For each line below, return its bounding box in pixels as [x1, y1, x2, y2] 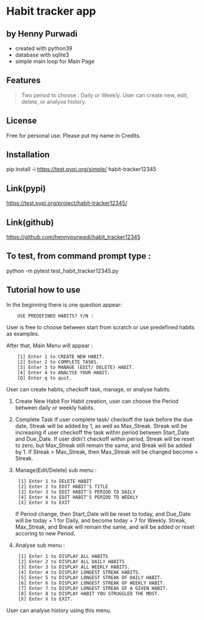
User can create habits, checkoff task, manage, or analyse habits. [6, 385, 171, 393]
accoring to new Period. [15, 529, 76, 537]
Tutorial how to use [6, 285, 81, 295]
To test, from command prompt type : [6, 251, 151, 262]
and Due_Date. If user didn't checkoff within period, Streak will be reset [15, 435, 195, 443]
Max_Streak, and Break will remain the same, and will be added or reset [15, 523, 195, 530]
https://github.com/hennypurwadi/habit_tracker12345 [6, 233, 141, 241]
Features [6, 75, 41, 86]
